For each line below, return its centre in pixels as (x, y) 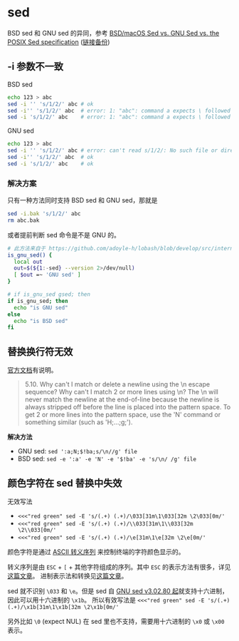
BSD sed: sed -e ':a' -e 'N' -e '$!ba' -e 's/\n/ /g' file (107, 459)
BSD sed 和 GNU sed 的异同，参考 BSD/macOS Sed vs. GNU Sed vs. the (113, 33)
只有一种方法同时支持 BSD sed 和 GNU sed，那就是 (83, 200)
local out (28, 262)
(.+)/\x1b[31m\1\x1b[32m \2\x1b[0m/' (63, 607)
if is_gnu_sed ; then (38, 301)
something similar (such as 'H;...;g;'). (79, 422)
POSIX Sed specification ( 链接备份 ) (59, 42)
